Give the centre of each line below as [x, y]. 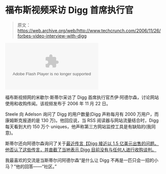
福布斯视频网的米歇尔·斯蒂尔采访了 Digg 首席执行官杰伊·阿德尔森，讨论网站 [82, 97]
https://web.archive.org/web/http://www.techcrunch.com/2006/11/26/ [89, 30]
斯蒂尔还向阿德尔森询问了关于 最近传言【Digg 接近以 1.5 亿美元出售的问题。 [82, 143]
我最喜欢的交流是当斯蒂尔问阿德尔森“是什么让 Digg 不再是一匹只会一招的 [80, 160]
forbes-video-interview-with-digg [52, 36]
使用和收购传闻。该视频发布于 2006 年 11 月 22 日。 [58, 103]
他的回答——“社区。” [36, 166]
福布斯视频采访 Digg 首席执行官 [69, 10]
